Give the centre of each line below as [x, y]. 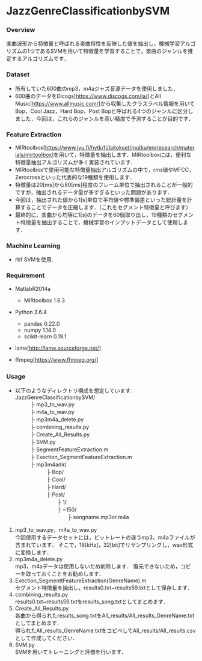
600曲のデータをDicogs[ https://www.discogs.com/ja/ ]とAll [88, 96]
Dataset [18, 75]
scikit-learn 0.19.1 [45, 336]
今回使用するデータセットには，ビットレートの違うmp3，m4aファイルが [105, 537]
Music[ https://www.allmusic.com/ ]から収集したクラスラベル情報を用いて [105, 103]
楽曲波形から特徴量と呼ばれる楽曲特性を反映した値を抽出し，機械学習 [93, 44]
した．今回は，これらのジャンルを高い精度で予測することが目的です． [107, 118]
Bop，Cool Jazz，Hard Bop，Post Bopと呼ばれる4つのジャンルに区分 [101, 111]
